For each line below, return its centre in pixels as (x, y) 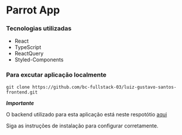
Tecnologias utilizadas (39, 29)
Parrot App (33, 10)
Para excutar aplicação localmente (56, 75)
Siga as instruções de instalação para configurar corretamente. (82, 126)
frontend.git (22, 92)
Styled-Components (39, 60)
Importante (20, 103)
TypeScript (28, 47)
